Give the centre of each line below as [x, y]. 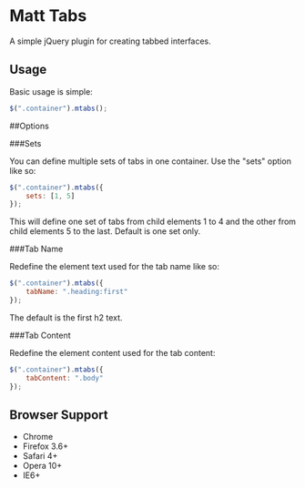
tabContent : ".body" [65, 378]
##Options [30, 126]
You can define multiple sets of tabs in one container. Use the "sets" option [150, 161]
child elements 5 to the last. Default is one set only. [105, 231]
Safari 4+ [40, 456]
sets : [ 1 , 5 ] [51, 196]
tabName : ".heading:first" [77, 292]
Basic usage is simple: [51, 91]
